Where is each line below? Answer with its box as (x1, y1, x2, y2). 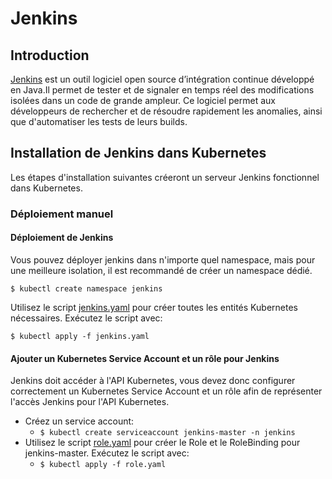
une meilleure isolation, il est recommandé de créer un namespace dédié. (10, 264, 313, 276)
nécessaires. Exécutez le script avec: (10, 312, 163, 324)
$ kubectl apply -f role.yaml (39, 460, 167, 470)
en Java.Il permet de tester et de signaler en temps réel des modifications (10, 84, 315, 96)
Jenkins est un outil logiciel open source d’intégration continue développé (10, 73, 315, 85)
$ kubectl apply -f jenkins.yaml (10, 331, 150, 341)
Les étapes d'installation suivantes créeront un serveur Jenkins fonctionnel (10, 171, 320, 183)
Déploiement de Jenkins (10, 232, 114, 244)
